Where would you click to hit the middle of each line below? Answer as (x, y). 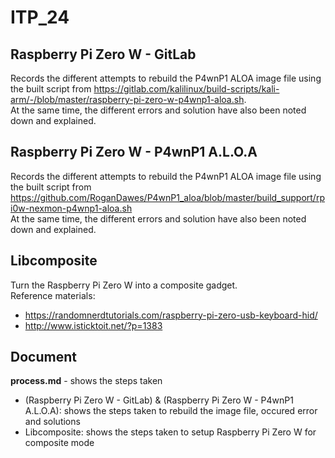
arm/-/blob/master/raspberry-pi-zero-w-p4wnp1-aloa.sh (127, 99)
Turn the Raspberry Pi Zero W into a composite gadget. (124, 285)
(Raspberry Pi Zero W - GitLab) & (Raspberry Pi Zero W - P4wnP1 (159, 400)
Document (43, 357)
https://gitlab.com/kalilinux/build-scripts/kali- (186, 89)
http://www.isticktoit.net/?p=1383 (93, 325)
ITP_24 (40, 17)
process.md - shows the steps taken (86, 381)
